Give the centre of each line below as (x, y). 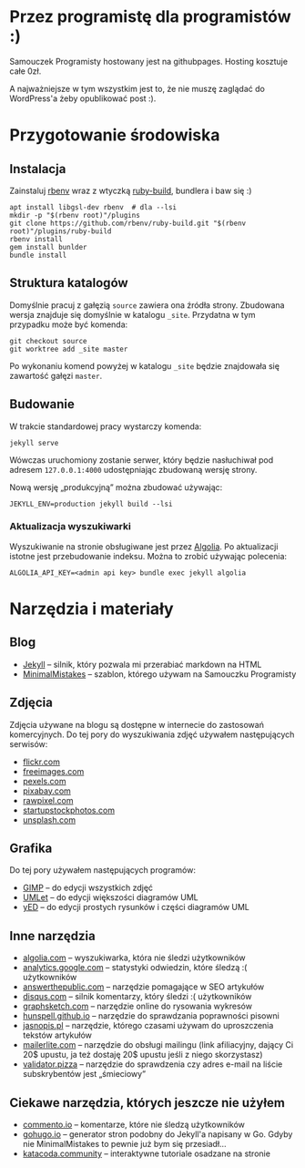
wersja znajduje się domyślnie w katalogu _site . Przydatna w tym (132, 314)
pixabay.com (46, 791)
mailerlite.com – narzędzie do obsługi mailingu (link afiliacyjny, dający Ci (158, 1045)
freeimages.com (53, 771)
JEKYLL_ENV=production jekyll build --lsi (91, 504)
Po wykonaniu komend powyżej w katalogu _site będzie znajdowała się (145, 365)
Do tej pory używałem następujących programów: (102, 870)
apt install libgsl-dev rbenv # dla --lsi (93, 207)
